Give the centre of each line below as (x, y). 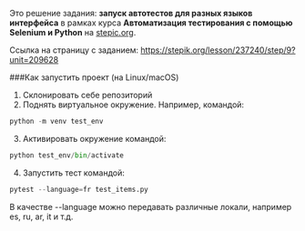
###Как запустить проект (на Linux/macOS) (94, 77)
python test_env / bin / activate (67, 155)
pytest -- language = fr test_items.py (79, 189)
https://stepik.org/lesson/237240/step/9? (218, 50)
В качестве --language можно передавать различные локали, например (151, 206)
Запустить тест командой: (73, 173)
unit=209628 (34, 60)
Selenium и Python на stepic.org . (73, 32)
